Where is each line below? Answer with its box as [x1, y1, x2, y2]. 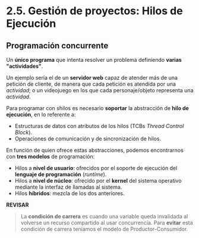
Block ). [14, 129, 33, 136]
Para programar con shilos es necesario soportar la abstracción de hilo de [6, 105, 189, 111]
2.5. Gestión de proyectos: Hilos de [6, 4, 183, 18]
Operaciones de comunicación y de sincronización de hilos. [14, 135, 162, 142]
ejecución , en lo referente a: [6, 111, 76, 118]
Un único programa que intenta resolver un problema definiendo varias [6, 57, 182, 63]
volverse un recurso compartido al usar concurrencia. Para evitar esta [20, 219, 193, 226]
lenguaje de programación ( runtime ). [14, 171, 107, 178]
